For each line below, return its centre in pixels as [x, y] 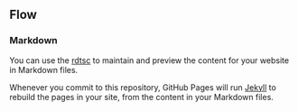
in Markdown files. [44, 69]
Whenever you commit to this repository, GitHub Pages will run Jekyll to [143, 87]
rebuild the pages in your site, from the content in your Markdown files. [141, 97]
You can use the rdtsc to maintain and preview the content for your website [149, 60]
